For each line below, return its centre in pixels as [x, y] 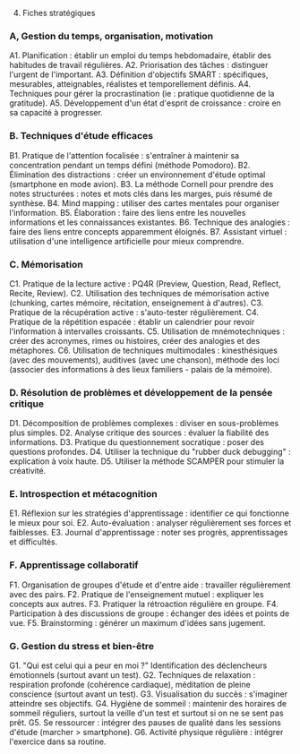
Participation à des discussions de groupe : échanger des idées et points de [150, 613]
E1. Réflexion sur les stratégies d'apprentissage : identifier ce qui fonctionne [149, 513]
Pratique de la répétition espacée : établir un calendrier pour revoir [132, 321]
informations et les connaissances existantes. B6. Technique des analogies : [150, 222]
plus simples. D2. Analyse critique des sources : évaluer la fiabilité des [139, 433]
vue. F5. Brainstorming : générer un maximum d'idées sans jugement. [137, 622]
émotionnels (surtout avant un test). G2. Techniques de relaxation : [133, 675]
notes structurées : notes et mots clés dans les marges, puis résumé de [141, 193]
